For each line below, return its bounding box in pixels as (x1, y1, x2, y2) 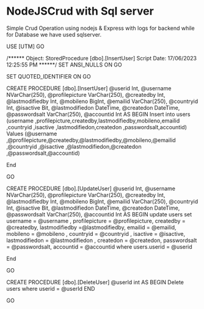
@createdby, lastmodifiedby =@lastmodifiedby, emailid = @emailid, (6, 224, 177, 231)
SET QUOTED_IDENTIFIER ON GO (6, 73, 91, 80)
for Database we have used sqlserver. (6, 30, 102, 38)
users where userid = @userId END (6, 285, 95, 292)
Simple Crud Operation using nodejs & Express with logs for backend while (6, 24, 195, 32)
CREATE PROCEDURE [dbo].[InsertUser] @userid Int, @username (6, 84, 172, 92)
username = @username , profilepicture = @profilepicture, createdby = (6, 217, 186, 224)
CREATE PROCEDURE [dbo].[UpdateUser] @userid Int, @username (6, 185, 176, 192)
